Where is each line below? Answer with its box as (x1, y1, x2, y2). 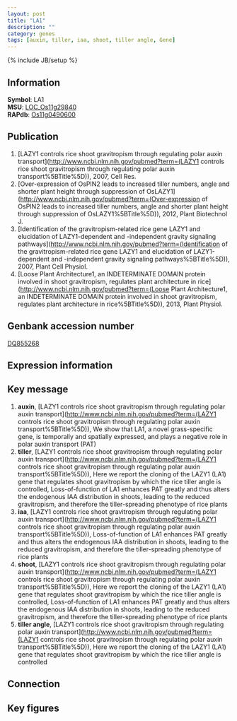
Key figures (7, 702, 59, 714)
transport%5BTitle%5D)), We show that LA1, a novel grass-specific (17, 425, 214, 433)
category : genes (7, 30, 55, 37)
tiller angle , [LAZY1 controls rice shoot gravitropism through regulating (17, 620, 224, 628)
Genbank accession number (7, 320, 134, 332)
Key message (7, 383, 69, 396)
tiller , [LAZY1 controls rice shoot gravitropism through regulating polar (17, 447, 223, 456)
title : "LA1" (7, 17, 46, 24)
